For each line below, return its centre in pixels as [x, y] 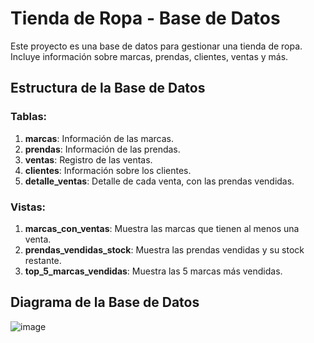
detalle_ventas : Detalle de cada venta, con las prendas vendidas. [159, 181]
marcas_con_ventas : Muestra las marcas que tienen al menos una [162, 228]
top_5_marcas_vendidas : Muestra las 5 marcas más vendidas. [153, 271]
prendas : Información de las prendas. [102, 149]
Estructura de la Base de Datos [108, 88]
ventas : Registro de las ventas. [88, 159]
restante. [43, 260]
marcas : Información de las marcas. [99, 138]
